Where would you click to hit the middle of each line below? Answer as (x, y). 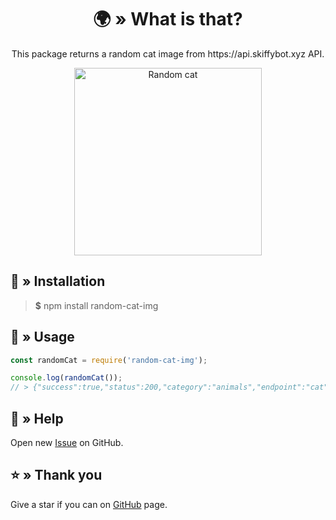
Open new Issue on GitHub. (67, 442)
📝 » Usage (42, 337)
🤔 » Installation (58, 281)
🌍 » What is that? (168, 19)
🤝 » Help (37, 418)
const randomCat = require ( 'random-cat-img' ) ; (109, 360)
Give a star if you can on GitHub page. (89, 504)
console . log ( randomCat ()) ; (66, 378)
